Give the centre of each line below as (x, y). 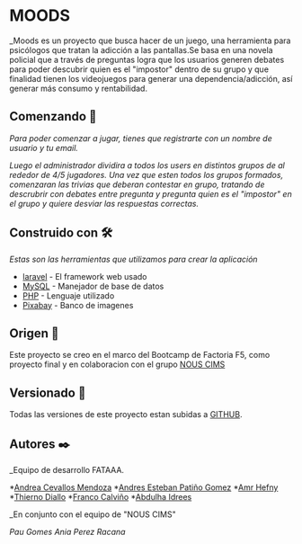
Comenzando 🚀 (53, 116)
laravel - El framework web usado (84, 276)
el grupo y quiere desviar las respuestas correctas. (104, 203)
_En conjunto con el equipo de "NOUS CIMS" (93, 514)
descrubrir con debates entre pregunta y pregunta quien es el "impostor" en (151, 193)
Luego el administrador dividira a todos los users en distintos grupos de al (147, 165)
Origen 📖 (35, 333)
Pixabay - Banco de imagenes (78, 305)
